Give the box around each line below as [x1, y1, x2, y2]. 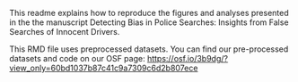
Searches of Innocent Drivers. [9, 27, 120, 37]
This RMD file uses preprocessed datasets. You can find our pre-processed [9, 44, 289, 54]
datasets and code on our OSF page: [9, 53, 145, 63]
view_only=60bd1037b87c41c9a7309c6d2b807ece [9, 62, 198, 73]
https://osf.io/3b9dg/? [146, 53, 229, 63]
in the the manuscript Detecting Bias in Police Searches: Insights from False [9, 17, 289, 28]
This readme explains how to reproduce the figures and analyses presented [9, 8, 289, 18]
